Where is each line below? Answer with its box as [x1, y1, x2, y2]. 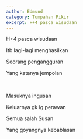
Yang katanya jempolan [6, 70, 63, 77]
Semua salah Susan [6, 115, 54, 122]
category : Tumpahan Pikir [6, 14, 69, 20]
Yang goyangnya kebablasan [6, 127, 76, 134]
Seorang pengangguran [6, 58, 64, 65]
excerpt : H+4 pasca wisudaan [6, 19, 77, 25]
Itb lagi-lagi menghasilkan [6, 47, 68, 54]
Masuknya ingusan [6, 92, 51, 100]
